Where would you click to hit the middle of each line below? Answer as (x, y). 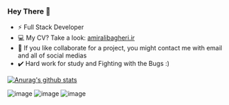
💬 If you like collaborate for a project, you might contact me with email (120, 48)
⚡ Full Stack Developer (51, 27)
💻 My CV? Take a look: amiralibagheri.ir (76, 38)
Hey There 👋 (29, 11)
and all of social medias (52, 55)
